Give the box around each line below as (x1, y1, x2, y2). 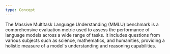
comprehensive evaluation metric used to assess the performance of (5, 26, 150, 33)
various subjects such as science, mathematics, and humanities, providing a (5, 37, 165, 43)
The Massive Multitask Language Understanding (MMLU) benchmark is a (5, 21, 159, 27)
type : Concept (5, 7, 36, 13)
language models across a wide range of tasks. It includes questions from (5, 32, 160, 38)
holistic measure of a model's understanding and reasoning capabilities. (5, 42, 157, 48)
